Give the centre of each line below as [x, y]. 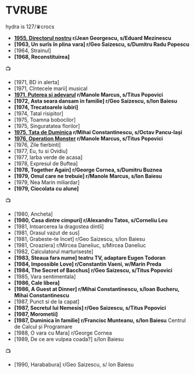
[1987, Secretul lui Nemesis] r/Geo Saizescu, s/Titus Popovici [90, 307]
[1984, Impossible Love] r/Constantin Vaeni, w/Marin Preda [88, 264]
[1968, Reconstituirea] [42, 57]
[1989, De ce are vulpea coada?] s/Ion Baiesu [69, 339]
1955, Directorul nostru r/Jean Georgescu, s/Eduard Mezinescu [93, 38]
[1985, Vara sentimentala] [45, 276]
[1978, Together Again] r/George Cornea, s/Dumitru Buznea [88, 170]
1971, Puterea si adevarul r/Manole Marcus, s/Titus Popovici [88, 94]
